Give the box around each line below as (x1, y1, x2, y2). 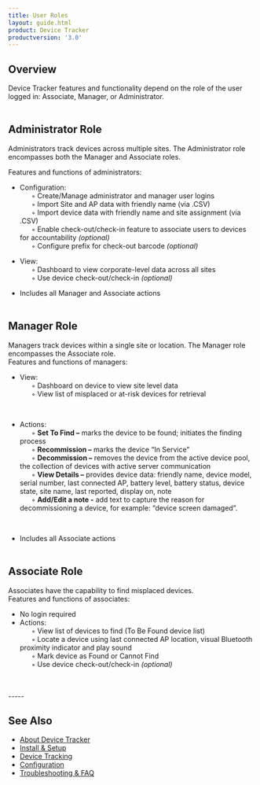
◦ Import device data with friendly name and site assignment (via (31, 208, 241, 217)
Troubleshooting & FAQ (19, 768, 94, 778)
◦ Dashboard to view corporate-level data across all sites (31, 264, 216, 274)
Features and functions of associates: (8, 594, 130, 603)
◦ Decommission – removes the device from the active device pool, (31, 453, 251, 463)
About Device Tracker (19, 735, 90, 744)
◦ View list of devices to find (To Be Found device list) (31, 626, 206, 636)
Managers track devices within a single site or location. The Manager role (8, 340, 246, 350)
